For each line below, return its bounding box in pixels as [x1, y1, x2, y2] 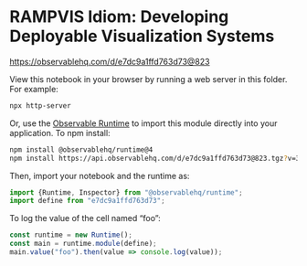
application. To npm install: [9, 127, 111, 138]
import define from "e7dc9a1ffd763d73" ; [9, 197, 166, 206]
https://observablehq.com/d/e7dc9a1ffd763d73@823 [9, 56, 210, 67]
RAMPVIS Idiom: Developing [9, 6, 229, 27]
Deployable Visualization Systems [9, 26, 275, 47]
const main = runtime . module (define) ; [9, 239, 157, 249]
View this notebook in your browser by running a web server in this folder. [9, 73, 288, 84]
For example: [9, 83, 59, 94]
